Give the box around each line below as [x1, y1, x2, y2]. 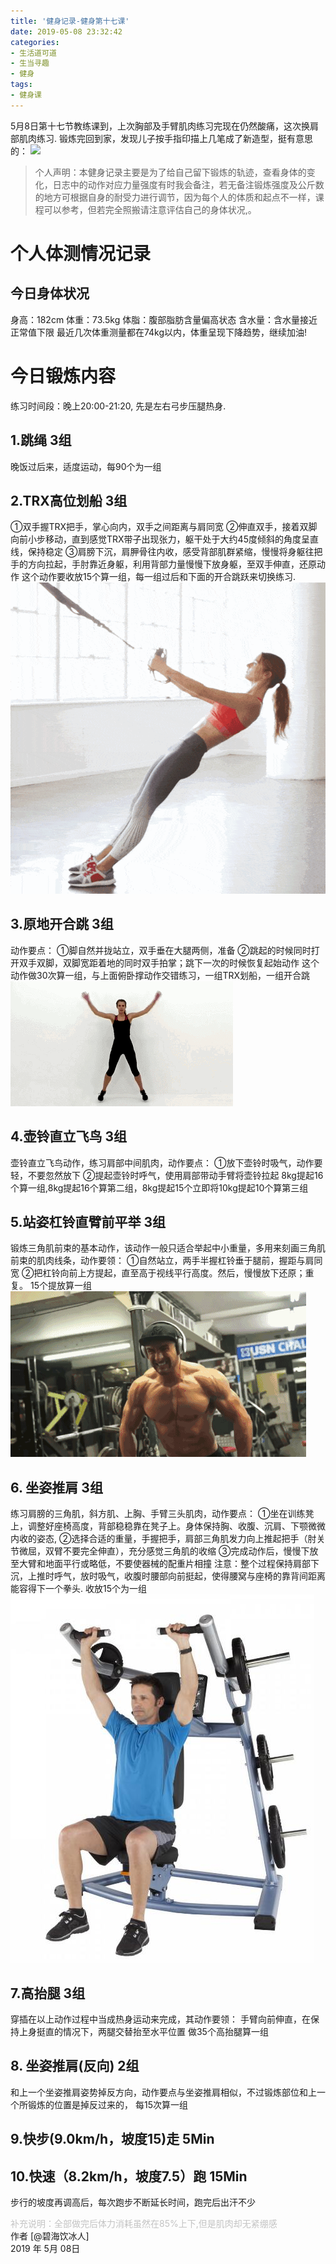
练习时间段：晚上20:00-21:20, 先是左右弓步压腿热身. [10, 400, 227, 412]
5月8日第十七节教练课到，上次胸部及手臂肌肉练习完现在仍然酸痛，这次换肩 [10, 120, 319, 132]
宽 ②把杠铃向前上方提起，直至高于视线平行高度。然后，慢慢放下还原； [10, 1267, 306, 1279]
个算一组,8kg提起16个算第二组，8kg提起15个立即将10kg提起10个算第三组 [10, 1181, 309, 1194]
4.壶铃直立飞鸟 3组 [10, 1128, 128, 1145]
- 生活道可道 [10, 48, 57, 58]
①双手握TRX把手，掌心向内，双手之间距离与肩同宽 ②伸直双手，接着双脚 [10, 521, 318, 533]
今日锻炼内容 [10, 365, 117, 387]
